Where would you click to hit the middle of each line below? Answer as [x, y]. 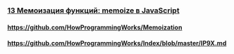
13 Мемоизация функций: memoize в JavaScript [93, 11]
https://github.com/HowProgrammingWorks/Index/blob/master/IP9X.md [117, 43]
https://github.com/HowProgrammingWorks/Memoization [95, 27]
